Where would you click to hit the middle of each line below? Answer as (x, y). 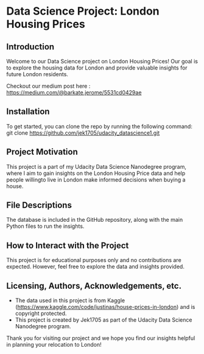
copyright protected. (41, 313)
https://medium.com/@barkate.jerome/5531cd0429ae (74, 92)
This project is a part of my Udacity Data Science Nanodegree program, (97, 166)
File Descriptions (39, 205)
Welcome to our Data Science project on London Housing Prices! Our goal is (102, 61)
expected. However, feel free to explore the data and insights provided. (95, 267)
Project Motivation (42, 152)
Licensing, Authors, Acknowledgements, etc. (94, 285)
